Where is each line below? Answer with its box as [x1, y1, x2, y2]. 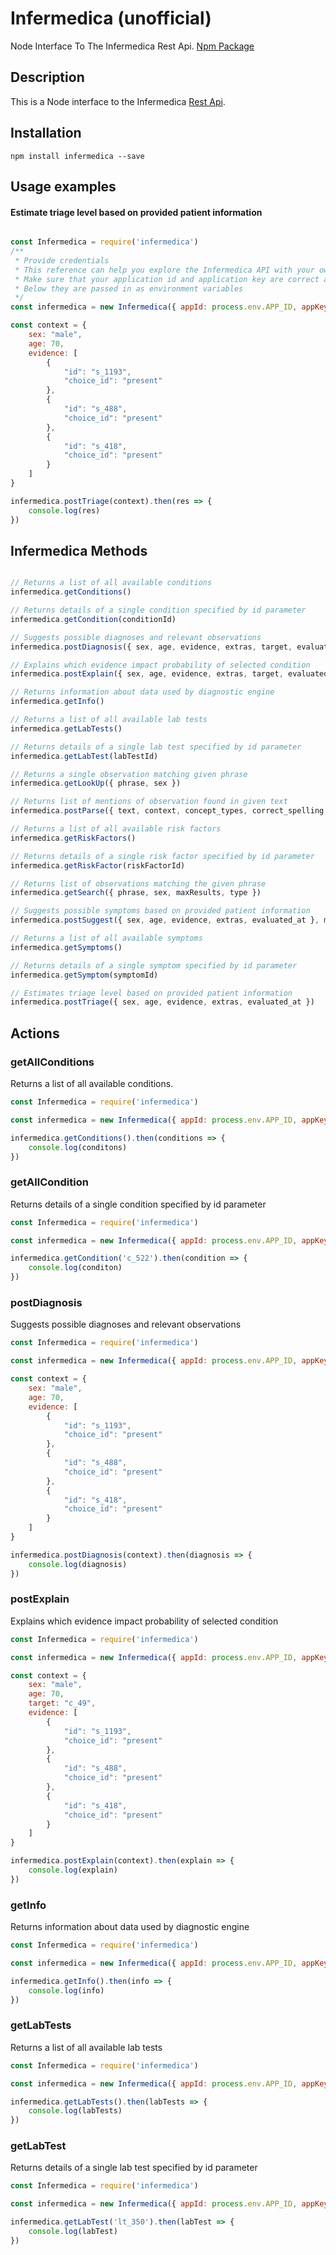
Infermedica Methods [10, 542, 148, 559]
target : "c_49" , [28, 1698, 97, 1709]
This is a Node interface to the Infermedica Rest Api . [10, 95, 226, 107]
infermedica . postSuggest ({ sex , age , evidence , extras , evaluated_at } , [10, 915, 320, 926]
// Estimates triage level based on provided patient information [10, 988, 293, 998]
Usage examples [10, 178, 117, 195]
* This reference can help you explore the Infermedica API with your [14, 265, 315, 275]
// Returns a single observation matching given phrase [10, 769, 248, 779]
